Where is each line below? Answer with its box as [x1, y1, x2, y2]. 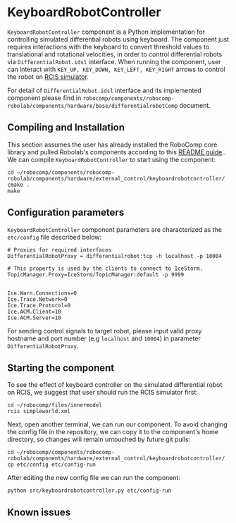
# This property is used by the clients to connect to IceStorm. [7, 265, 203, 272]
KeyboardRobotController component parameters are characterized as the [7, 225, 222, 233]
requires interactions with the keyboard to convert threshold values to [7, 42, 210, 51]
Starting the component [7, 362, 115, 374]
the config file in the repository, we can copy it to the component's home [7, 428, 219, 436]
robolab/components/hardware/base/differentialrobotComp [7, 102, 178, 109]
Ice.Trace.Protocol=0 [7, 302, 71, 309]
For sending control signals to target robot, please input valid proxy [7, 326, 202, 335]
